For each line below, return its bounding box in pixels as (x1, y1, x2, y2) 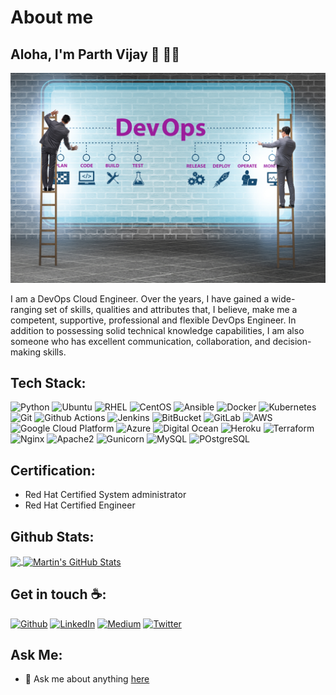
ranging (10, 303, 43, 315)
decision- (272, 335, 312, 347)
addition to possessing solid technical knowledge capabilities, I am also (10, 324, 305, 336)
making (10, 346, 42, 358)
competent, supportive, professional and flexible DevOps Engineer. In (10, 314, 297, 326)
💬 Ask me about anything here (24, 673, 150, 685)
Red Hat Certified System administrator (24, 489, 187, 501)
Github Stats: (10, 528, 95, 545)
